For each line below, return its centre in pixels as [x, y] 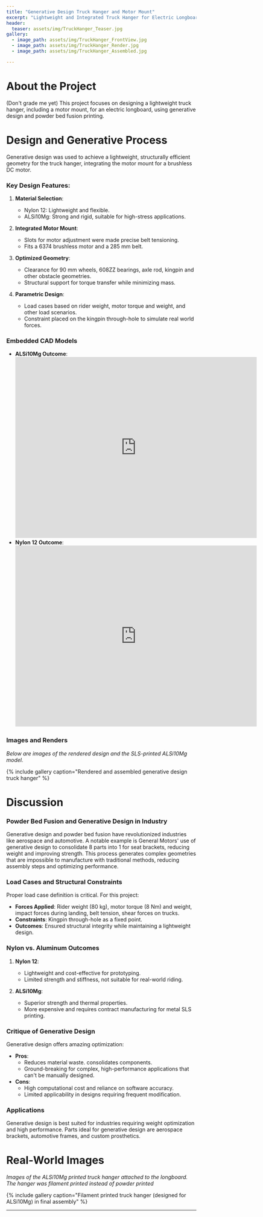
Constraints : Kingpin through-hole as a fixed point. [79, 920]
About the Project [51, 86]
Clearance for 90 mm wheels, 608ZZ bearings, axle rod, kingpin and [109, 270]
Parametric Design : [40, 294]
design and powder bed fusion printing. [55, 116]
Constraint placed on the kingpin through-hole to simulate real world [109, 319]
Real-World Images [55, 1161]
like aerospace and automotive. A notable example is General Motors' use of [101, 840]
